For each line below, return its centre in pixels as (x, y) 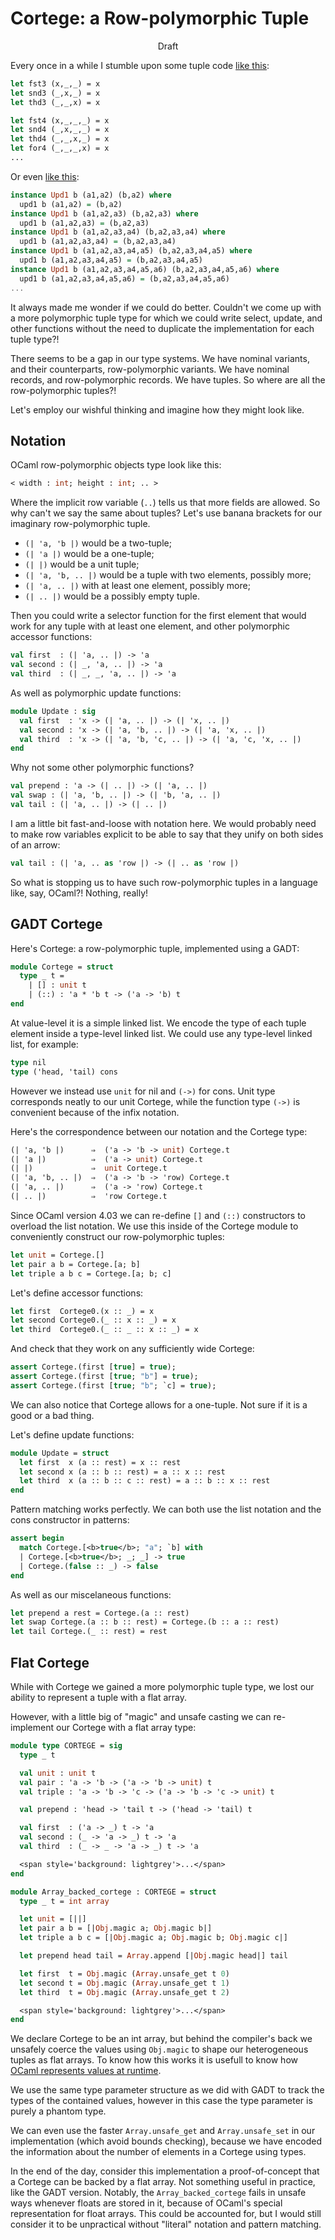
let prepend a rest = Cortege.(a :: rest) (100, 1613)
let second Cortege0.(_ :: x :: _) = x (93, 1320)
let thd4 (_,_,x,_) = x (60, 139)
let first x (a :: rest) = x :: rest (100, 1462)
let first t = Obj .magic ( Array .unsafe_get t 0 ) (124, 1973)
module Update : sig (53, 711)
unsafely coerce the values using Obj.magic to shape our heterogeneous (159, 2049)
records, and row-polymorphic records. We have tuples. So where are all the (168, 379)
